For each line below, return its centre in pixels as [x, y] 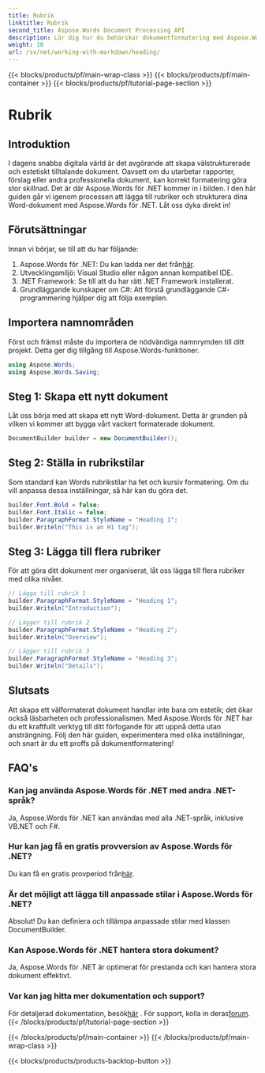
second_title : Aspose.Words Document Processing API [97, 30]
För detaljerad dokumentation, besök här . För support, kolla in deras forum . [129, 1013]
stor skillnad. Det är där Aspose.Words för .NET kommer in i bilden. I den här [132, 188]
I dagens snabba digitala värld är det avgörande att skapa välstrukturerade [129, 163]
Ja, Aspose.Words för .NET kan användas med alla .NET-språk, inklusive [126, 818]
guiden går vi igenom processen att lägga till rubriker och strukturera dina [128, 197]
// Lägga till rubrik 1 [47, 593]
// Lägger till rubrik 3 [49, 651]
